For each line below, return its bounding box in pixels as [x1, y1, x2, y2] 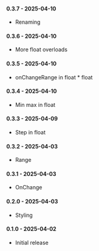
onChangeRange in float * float [15, 73, 93, 81]
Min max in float [15, 101, 56, 108]
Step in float [15, 129, 46, 136]
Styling [15, 211, 33, 219]
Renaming [15, 18, 41, 26]
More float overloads [15, 46, 68, 53]
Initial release [15, 239, 49, 246]
